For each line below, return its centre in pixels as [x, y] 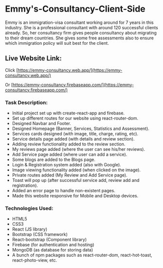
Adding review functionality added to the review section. [69, 144]
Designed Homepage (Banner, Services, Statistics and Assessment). [81, 129]
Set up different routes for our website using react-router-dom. [75, 118]
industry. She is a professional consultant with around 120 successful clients [81, 27]
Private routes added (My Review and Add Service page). [70, 175]
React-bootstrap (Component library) [49, 240]
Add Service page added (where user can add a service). [70, 155]
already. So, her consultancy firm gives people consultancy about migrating [81, 33]
